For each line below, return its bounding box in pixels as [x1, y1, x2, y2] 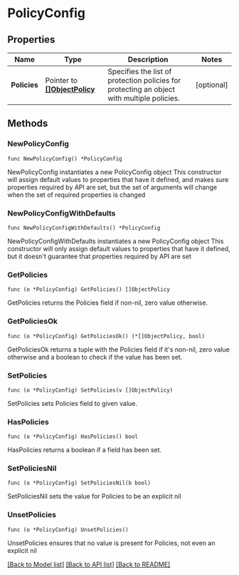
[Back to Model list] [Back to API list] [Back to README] [7, 560, 171, 569]
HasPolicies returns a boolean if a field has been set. [7, 446, 162, 454]
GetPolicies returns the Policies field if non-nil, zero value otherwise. [7, 298, 208, 307]
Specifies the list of [107, 66, 172, 76]
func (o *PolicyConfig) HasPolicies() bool [7, 433, 139, 440]
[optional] [195, 80, 228, 90]
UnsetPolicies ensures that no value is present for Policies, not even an [7, 539, 216, 547]
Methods [7, 118, 48, 130]
